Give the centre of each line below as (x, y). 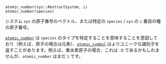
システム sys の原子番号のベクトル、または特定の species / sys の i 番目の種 (83, 21)
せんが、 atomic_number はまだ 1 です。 (44, 56)
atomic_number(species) (30, 11)
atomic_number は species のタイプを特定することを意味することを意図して (82, 38)
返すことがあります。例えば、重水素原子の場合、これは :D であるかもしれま (83, 50)
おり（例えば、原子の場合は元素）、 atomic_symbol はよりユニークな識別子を (82, 44)
